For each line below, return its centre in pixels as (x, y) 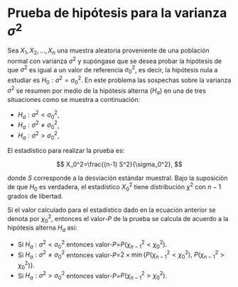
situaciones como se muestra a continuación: (74, 100)
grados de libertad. (35, 196)
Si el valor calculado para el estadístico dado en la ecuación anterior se (112, 210)
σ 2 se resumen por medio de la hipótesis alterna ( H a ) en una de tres (107, 91)
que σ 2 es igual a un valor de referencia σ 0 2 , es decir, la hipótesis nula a (113, 70)
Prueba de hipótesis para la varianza (117, 13)
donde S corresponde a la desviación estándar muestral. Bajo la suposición (118, 178)
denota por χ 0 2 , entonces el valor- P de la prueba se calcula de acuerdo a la (118, 219)
